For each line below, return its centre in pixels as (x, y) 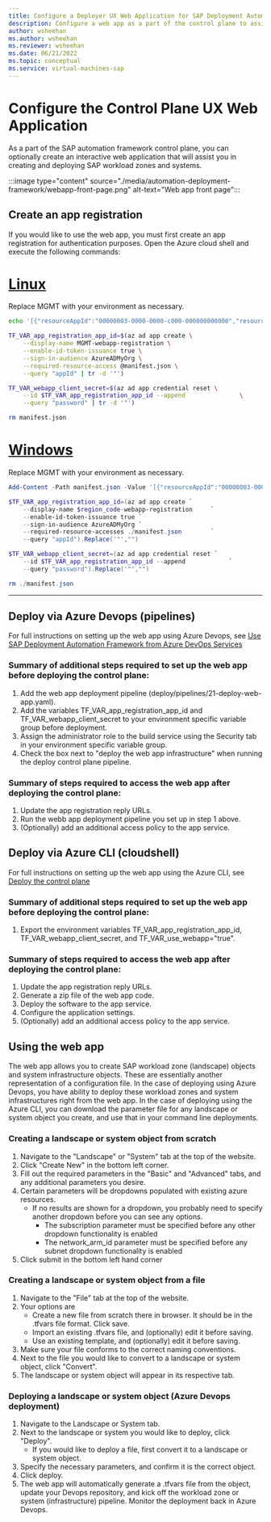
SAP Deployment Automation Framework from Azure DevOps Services (125, 644)
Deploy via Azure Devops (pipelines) (102, 616)
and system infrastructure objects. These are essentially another (116, 1075)
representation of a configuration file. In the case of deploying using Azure (132, 1083)
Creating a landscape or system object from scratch (112, 1139)
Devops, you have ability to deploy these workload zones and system (123, 1092)
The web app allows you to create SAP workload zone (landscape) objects (132, 1066)
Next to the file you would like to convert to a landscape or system (130, 1358)
